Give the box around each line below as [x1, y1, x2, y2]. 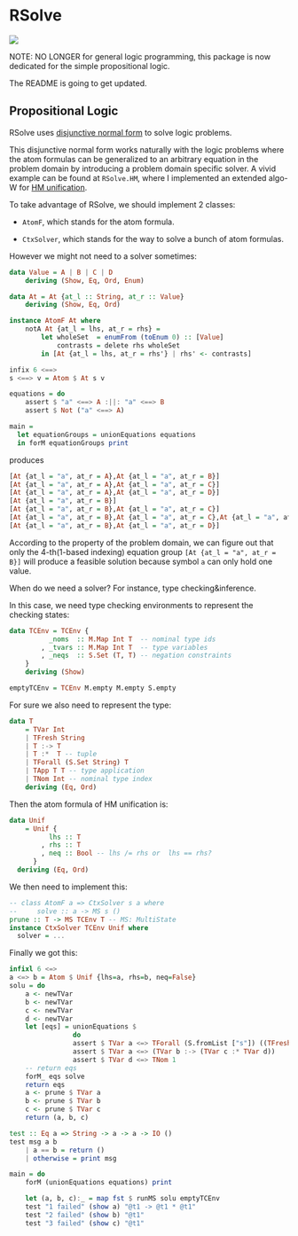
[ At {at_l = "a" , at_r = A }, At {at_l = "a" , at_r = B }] [9, 472, 220, 481]
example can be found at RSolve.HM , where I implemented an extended [9, 172, 267, 183]
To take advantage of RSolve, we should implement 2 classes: [9, 199, 236, 209]
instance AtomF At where [9, 317, 101, 325]
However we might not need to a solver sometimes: [9, 250, 198, 262]
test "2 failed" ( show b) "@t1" [25, 1210, 145, 1219]
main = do [9, 1170, 46, 1179]
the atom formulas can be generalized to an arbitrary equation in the [9, 153, 259, 164]
